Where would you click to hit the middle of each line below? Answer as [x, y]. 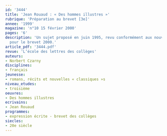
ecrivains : [16, 103]
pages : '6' [16, 33]
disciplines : [19, 65]
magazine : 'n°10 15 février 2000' [41, 28]
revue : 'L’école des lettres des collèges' [51, 51]
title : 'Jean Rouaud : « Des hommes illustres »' [58, 14]
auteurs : [14, 56]
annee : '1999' [20, 24]
